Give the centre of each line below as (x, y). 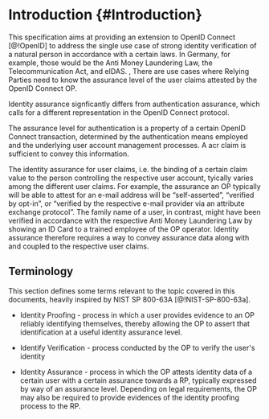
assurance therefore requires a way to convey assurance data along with (129, 237)
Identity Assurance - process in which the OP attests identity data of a (136, 372)
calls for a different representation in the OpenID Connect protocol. (119, 112)
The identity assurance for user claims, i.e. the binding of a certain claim (128, 169)
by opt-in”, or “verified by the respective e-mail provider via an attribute (126, 203)
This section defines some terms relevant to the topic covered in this (122, 290)
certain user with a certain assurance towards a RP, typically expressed (138, 380)
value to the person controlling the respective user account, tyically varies (131, 178)
